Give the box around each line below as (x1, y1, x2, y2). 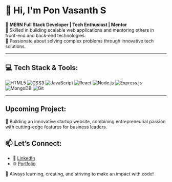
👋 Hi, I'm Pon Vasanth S (5, 5, 106, 16)
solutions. (5, 43, 26, 49)
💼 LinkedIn (12, 155, 35, 162)
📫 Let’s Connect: (5, 139, 62, 148)
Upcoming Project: (5, 105, 67, 113)
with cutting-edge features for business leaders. (5, 124, 107, 130)
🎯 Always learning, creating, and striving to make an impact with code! (5, 171, 154, 177)
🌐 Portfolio (12, 161, 36, 167)
